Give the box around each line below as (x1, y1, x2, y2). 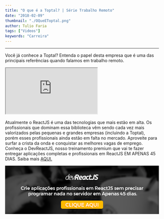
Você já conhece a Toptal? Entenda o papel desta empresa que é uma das (5, 52, 154, 58)
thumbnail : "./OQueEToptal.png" (5, 18, 71, 23)
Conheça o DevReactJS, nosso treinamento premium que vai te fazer (5, 146, 144, 151)
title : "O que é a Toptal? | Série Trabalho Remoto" (5, 8, 115, 13)
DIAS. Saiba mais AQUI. (5, 156, 53, 162)
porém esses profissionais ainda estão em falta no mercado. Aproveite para (5, 135, 158, 141)
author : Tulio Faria (5, 24, 47, 28)
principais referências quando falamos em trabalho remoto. (5, 58, 124, 63)
